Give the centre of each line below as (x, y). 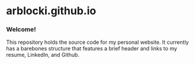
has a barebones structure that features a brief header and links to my (92, 49)
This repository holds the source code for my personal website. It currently (97, 42)
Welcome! (21, 30)
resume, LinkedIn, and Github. (43, 55)
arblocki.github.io (51, 11)
